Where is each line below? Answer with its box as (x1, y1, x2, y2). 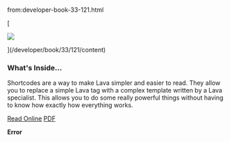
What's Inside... (7, 63, 63, 73)
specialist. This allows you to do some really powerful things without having (7, 93, 224, 102)
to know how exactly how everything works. (7, 101, 133, 109)
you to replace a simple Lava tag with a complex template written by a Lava (7, 86, 222, 95)
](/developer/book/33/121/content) (7, 46, 106, 54)
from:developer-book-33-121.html (7, 6, 104, 14)
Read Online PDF (7, 114, 56, 123)
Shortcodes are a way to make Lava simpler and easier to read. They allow (7, 79, 221, 87)
